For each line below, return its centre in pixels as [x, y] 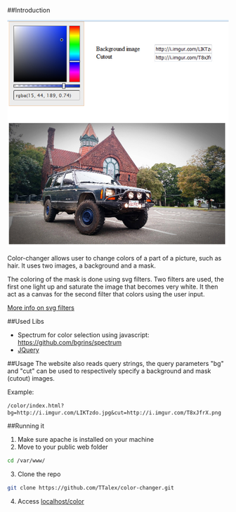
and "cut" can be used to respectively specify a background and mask [109, 371]
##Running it [26, 426]
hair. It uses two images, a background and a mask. [81, 265]
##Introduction [29, 10]
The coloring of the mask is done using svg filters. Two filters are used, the [116, 280]
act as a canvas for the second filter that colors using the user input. [106, 294]
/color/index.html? [36, 406]
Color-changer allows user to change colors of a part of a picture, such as [114, 258]
